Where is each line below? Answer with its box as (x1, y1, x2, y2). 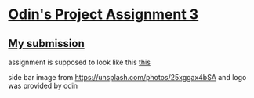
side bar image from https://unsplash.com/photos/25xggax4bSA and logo (8, 73, 247, 82)
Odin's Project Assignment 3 (8, 5, 199, 24)
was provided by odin (8, 81, 78, 90)
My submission (8, 37, 85, 50)
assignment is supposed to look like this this (8, 57, 151, 67)
